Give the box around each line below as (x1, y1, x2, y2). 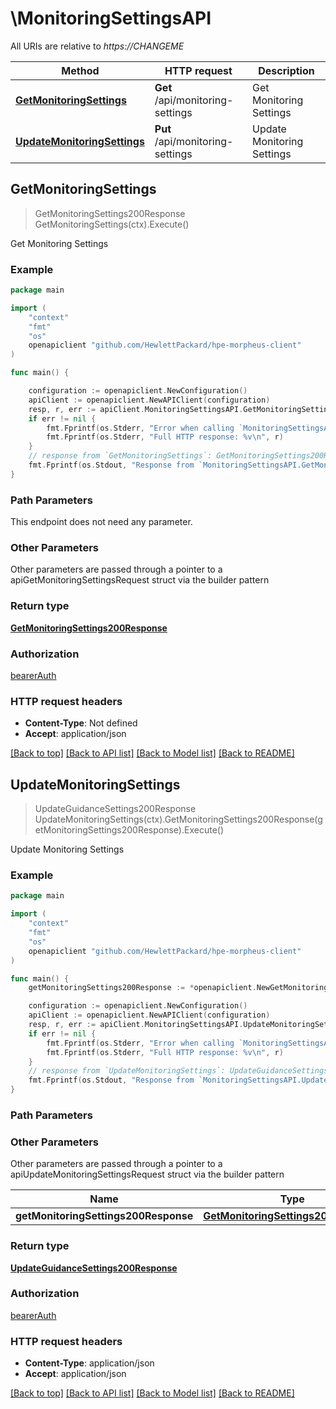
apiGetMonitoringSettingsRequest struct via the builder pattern (10, 574, 270, 586)
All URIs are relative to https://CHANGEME (10, 40, 185, 52)
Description (258, 63, 315, 77)
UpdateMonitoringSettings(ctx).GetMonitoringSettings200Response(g (34, 813, 323, 826)
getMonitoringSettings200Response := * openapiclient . (28, 983, 257, 993)
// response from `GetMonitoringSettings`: (28, 451, 213, 461)
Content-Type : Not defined (24, 717, 138, 729)
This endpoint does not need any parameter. (10, 516, 193, 528)
